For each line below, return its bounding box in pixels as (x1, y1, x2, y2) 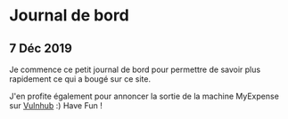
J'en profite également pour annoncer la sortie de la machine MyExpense (9, 91, 279, 101)
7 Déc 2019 (9, 41, 73, 56)
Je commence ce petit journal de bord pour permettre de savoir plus (9, 64, 261, 75)
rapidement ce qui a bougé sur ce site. (9, 74, 152, 84)
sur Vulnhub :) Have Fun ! (9, 100, 103, 111)
